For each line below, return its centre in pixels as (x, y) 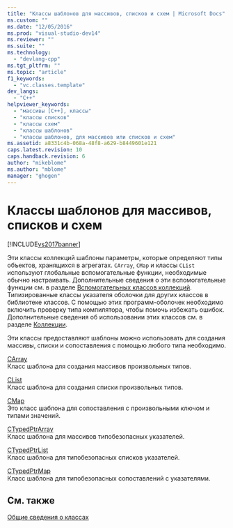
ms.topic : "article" (37, 72)
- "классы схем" (37, 124)
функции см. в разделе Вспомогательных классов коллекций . (100, 287)
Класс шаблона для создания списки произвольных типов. (95, 387)
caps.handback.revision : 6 (46, 157)
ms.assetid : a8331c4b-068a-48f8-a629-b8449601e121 (82, 144)
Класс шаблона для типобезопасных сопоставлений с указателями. (109, 478)
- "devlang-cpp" (37, 59)
